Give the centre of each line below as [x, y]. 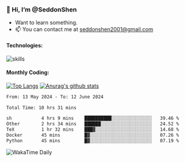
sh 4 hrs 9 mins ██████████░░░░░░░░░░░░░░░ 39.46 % [93, 118]
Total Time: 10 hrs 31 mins [42, 107]
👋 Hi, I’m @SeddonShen [42, 10]
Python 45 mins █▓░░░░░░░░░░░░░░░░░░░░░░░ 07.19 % [93, 140]
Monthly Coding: [28, 73]
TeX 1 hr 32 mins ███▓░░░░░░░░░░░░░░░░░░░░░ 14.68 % [93, 130]
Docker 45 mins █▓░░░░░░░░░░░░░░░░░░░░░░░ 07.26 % [93, 135]
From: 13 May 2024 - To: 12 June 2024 [55, 97]
